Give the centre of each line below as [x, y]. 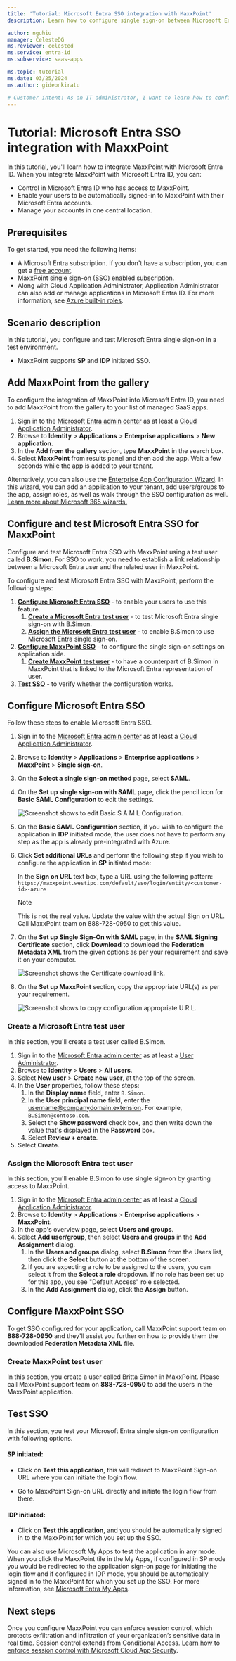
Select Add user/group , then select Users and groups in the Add [112, 1237]
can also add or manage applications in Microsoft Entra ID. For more [116, 293]
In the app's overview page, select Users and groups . [96, 1229]
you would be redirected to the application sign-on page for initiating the [112, 1567]
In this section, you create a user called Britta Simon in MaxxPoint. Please [113, 1377]
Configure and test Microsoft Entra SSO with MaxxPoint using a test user [112, 552]
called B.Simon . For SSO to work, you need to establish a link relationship [114, 559]
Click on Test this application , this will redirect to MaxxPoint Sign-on [117, 1470]
